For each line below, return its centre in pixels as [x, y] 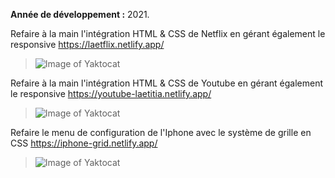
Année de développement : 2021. [80, 14]
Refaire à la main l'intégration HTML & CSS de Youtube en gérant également [166, 83]
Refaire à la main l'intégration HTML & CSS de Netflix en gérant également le [168, 33]
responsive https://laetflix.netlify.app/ [87, 44]
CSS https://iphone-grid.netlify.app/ [84, 143]
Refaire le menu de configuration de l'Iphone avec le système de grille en [161, 132]
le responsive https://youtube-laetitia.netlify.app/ [111, 93]
